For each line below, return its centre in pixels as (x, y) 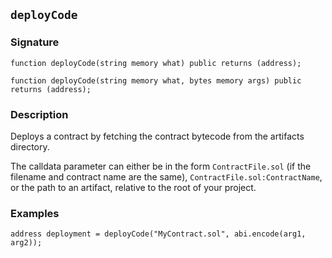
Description (39, 114)
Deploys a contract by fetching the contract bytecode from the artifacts (157, 136)
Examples (35, 213)
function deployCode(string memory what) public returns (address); (156, 63)
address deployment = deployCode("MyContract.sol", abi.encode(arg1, (158, 234)
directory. (30, 146)
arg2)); (26, 243)
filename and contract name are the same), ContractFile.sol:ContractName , (166, 176)
